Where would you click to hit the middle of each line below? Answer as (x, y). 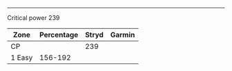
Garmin (123, 35)
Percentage (59, 35)
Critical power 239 (33, 18)
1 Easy (22, 58)
